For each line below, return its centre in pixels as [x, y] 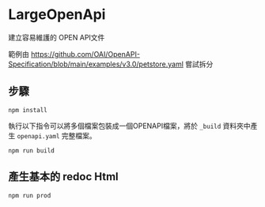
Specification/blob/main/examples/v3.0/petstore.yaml [96, 64]
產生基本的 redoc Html [63, 177]
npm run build [32, 151]
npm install [28, 110]
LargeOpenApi [57, 15]
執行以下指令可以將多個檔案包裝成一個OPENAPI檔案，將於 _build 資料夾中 [129, 126]
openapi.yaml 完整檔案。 [57, 135]
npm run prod [30, 195]
